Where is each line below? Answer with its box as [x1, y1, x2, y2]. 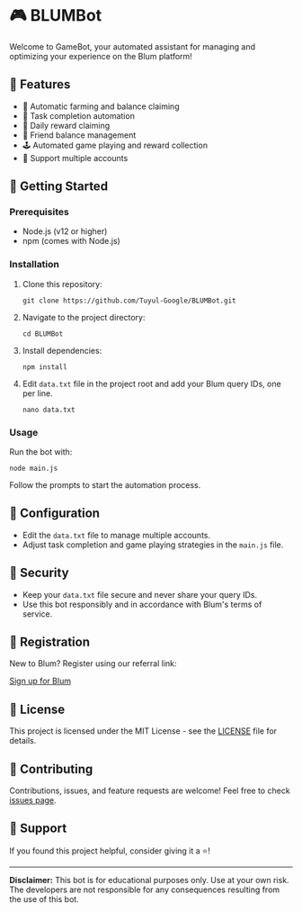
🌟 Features [9, 77, 71, 93]
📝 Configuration [9, 506, 101, 521]
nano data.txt [22, 405, 75, 414]
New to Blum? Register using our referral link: [9, 658, 177, 669]
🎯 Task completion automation [22, 110, 135, 121]
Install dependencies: [22, 345, 102, 356]
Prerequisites [9, 206, 69, 219]
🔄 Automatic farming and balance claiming [22, 101, 180, 112]
